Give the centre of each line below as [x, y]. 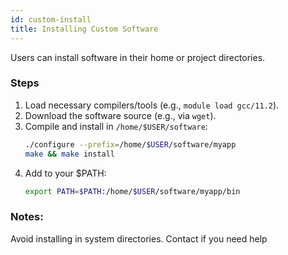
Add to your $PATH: [65, 173]
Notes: [27, 217]
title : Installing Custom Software [84, 29]
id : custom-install [51, 19]
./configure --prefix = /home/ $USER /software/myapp [130, 144]
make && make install [70, 154]
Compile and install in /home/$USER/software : [116, 126]
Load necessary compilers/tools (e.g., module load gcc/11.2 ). [152, 105]
